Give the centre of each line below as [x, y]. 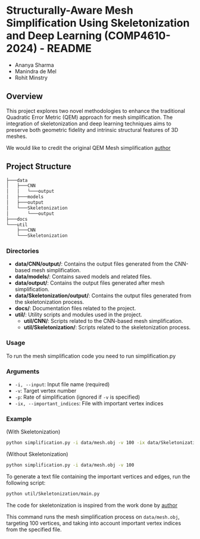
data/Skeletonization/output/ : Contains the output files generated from [103, 295]
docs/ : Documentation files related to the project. [75, 309]
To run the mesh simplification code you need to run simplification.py [91, 356]
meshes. [17, 136]
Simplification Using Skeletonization [98, 23]
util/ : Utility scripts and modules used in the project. [79, 315]
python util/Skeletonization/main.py [53, 494]
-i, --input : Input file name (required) [62, 384]
